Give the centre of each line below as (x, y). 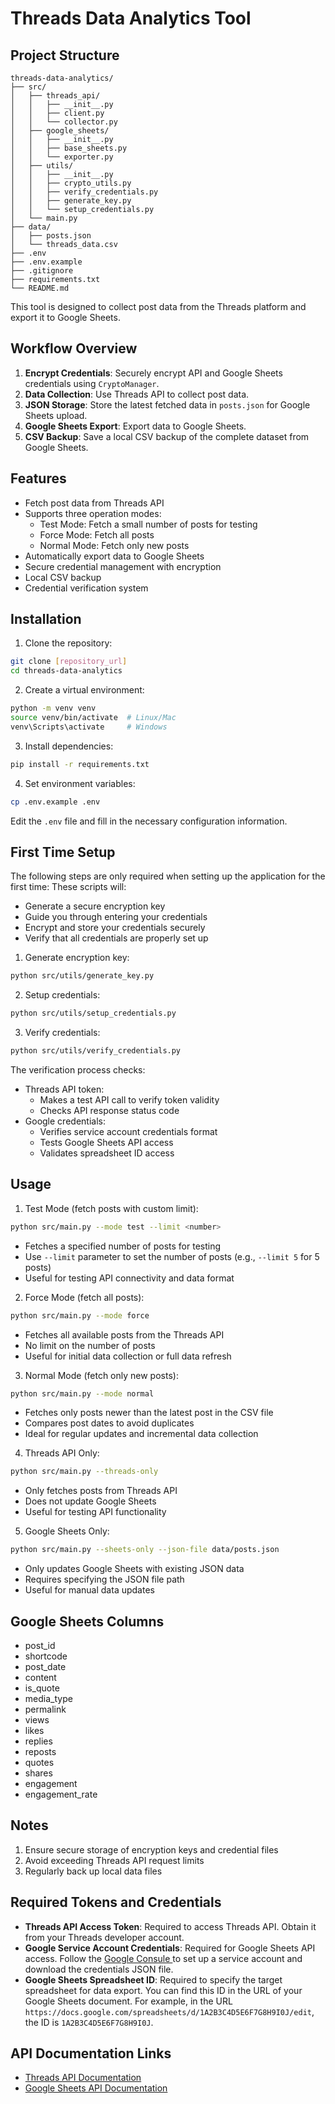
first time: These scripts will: (68, 887)
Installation (46, 619)
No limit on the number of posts (90, 1345)
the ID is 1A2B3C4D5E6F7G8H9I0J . (89, 2022)
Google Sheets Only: (67, 1531)
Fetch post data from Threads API (94, 503)
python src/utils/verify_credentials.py (96, 1051)
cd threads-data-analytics (66, 671)
